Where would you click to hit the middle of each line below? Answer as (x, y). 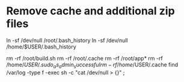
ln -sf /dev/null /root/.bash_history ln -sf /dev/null (67, 40)
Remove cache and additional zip (91, 11)
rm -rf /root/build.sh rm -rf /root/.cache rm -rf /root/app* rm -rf (85, 58)
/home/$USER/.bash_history (41, 47)
